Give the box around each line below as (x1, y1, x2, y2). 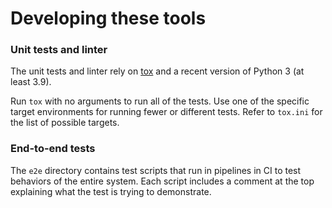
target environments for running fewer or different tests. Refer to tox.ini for (10, 106, 323, 118)
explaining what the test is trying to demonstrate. (10, 185, 212, 197)
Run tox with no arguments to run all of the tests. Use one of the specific (10, 95, 310, 107)
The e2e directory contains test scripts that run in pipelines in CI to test (10, 164, 302, 176)
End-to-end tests (10, 142, 96, 156)
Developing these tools (10, 7, 207, 30)
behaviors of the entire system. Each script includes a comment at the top (10, 175, 315, 187)
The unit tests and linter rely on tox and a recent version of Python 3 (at (10, 65, 305, 77)
